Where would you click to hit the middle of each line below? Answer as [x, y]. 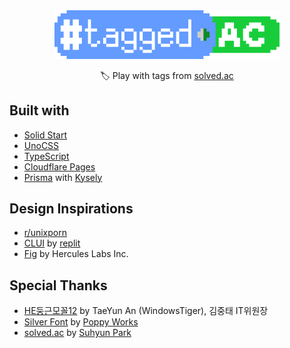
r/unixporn [45, 233]
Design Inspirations [71, 209]
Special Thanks [58, 285]
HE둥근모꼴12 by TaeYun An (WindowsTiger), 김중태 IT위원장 [146, 311]
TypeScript [46, 156]
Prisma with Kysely [63, 177]
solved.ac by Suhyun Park [77, 333]
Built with [39, 110]
